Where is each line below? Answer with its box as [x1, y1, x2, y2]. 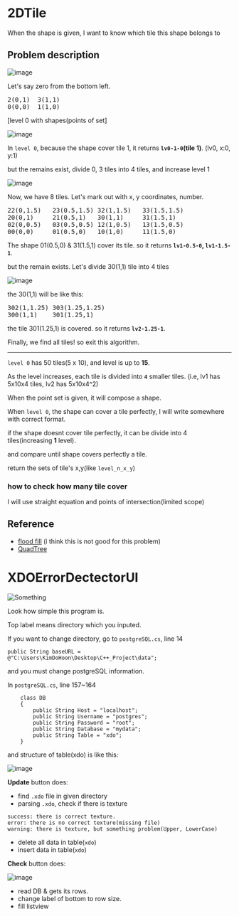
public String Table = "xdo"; [33, 731, 122, 739]
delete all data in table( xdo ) [17, 838, 97, 846]
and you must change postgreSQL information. [7, 666, 144, 675]
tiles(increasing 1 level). [7, 436, 77, 444]
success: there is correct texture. [7, 813, 116, 820]
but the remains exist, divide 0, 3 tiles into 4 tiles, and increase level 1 [7, 165, 210, 174]
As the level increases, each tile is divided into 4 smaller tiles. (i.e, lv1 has [7, 372, 221, 380]
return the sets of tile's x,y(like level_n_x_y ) [7, 464, 136, 472]
